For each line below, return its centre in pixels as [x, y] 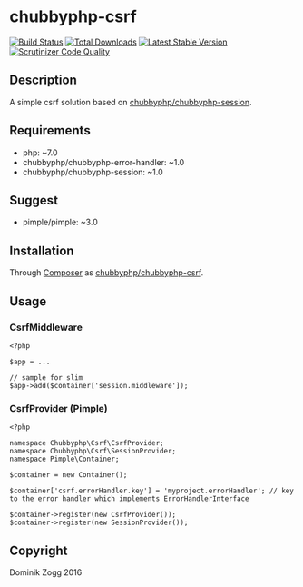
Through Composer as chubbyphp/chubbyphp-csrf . [107, 273]
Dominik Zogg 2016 [46, 572]
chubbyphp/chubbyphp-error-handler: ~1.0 [103, 162]
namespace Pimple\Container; [64, 459]
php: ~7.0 [40, 153]
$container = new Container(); [68, 475]
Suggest [34, 200]
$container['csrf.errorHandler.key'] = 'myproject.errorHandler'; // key [152, 491]
